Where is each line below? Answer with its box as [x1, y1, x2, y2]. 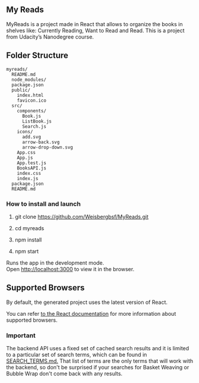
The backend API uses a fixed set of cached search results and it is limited [6, 345, 189, 352]
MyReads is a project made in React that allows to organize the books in [6, 20, 183, 27]
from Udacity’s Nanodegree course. [6, 33, 94, 40]
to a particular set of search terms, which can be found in [6, 351, 147, 359]
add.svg [21, 134, 42, 140]
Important [6, 331, 36, 340]
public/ [11, 87, 31, 93]
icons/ [17, 128, 33, 134]
